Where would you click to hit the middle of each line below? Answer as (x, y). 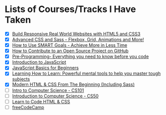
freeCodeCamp (28, 107)
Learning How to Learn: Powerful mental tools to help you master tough (86, 73)
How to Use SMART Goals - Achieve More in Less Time (69, 45)
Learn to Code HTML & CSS (41, 101)
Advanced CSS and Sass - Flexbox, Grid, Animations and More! (78, 39)
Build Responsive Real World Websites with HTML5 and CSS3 (76, 34)
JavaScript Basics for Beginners (45, 68)
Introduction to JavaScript (39, 62)
